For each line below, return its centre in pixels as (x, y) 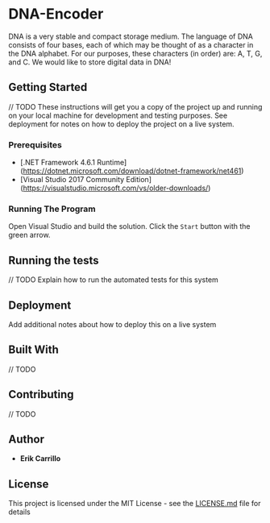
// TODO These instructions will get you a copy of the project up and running (135, 106)
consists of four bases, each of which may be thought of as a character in (131, 44)
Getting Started (48, 87)
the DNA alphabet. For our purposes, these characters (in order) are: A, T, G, (135, 53)
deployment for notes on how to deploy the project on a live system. (122, 124)
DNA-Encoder (56, 14)
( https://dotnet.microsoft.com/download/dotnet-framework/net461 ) (132, 171)
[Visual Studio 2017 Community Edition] (85, 180)
